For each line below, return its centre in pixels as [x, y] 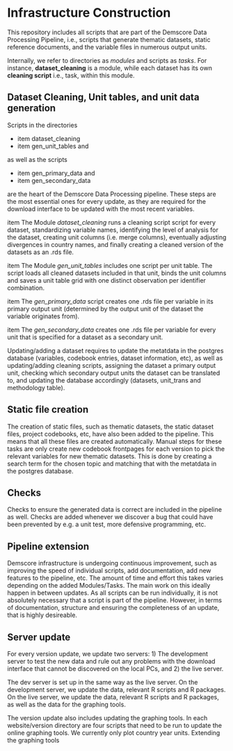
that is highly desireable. [42, 615]
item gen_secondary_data [54, 180]
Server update [39, 637]
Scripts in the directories [42, 125]
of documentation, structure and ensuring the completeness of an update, [113, 608]
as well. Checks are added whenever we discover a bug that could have [110, 517]
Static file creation [48, 410]
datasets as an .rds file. [41, 252]
